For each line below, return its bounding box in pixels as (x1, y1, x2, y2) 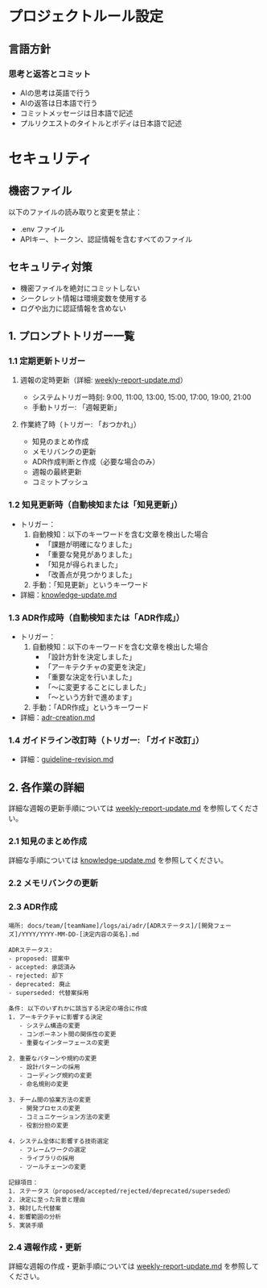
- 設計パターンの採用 (18, 1063, 80, 1071)
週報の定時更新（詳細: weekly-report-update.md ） (19, 375, 187, 385)
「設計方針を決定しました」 (43, 651, 137, 662)
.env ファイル (19, 224, 65, 234)
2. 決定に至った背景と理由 (8, 1195, 86, 1203)
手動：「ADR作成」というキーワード (31, 702, 150, 712)
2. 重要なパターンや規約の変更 (8, 1054, 97, 1062)
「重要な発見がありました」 (43, 550, 137, 559)
